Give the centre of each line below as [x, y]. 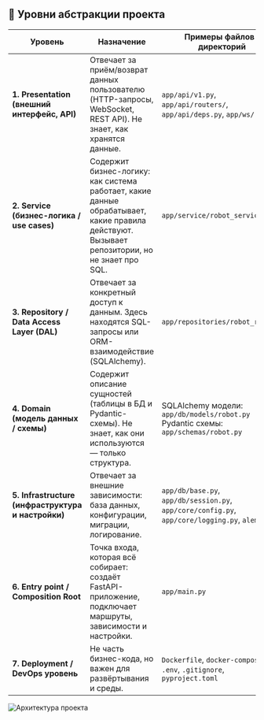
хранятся [108, 139]
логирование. [116, 534]
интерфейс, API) [44, 113]
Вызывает [109, 239]
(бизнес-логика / [46, 215]
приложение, [115, 596]
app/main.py [184, 591]
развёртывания [119, 678]
